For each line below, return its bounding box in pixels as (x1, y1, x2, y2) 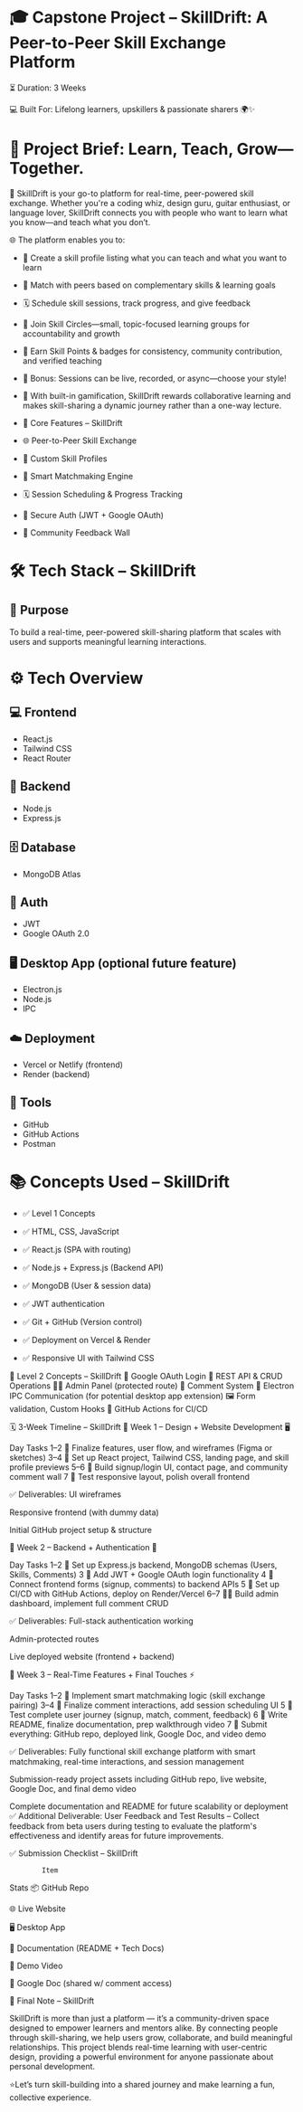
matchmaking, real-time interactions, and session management (9, 1756, 244, 1766)
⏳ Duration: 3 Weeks (9, 82, 87, 93)
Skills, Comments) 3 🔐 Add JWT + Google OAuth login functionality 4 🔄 (9, 1568, 274, 1579)
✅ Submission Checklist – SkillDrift (9, 1847, 138, 1859)
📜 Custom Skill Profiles (22, 453, 108, 464)
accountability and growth (22, 327, 120, 339)
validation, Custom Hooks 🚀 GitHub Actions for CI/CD (9, 1403, 208, 1414)
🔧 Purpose (9, 602, 70, 618)
